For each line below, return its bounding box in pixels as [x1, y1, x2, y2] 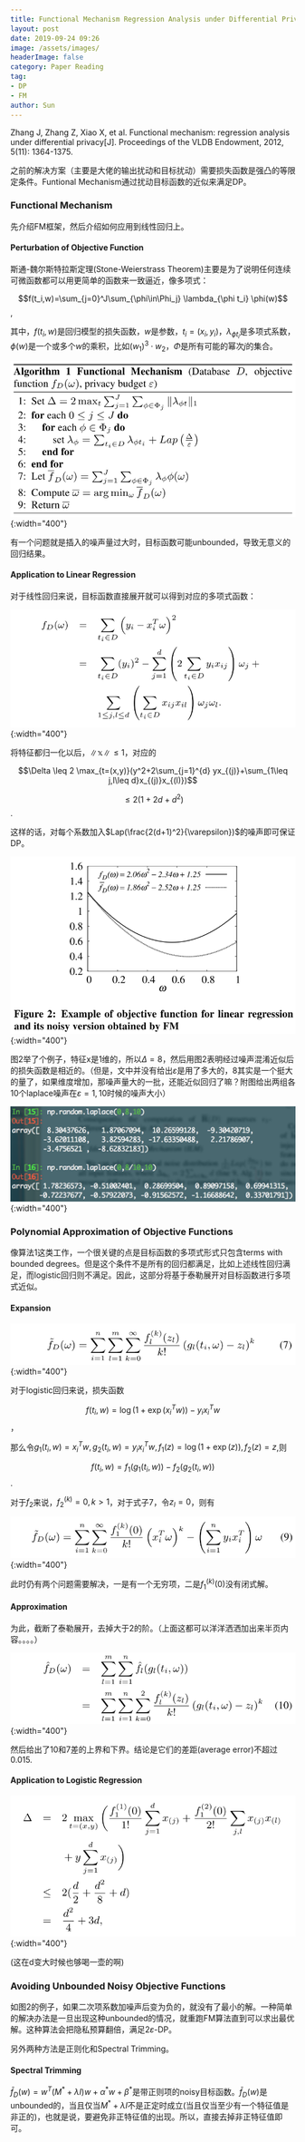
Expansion [10, 1302, 52, 1313]
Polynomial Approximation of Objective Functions [10, 1225, 234, 1238]
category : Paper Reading [10, 63, 104, 72]
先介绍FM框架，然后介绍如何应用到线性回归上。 [10, 220, 189, 231]
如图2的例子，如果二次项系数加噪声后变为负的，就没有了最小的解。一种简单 [10, 2001, 293, 2012]
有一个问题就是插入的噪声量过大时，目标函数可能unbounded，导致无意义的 [10, 536, 291, 548]
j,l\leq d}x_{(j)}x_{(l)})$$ [108, 774, 198, 785]
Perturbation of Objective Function [10, 242, 144, 253]
